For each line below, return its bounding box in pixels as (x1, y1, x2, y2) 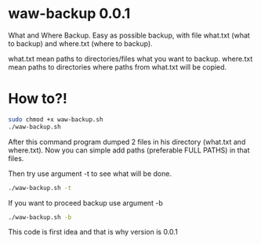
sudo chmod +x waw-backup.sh (8, 115, 103, 124)
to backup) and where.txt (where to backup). (8, 38, 153, 48)
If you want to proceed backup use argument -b (8, 198, 163, 207)
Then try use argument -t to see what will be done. (8, 169, 172, 178)
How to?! (8, 90, 68, 108)
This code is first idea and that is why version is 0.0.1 (8, 228, 178, 237)
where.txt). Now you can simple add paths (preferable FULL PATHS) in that (8, 145, 250, 155)
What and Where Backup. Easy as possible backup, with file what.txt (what (8, 30, 251, 40)
